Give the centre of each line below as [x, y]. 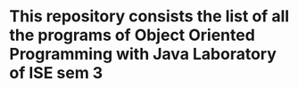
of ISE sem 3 [56, 73]
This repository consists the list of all [149, 16]
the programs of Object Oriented [132, 35]
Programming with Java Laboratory [143, 54]
